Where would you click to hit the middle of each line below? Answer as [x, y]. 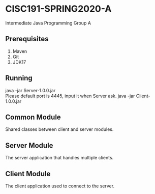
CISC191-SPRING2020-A [58, 9]
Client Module [28, 174]
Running [19, 78]
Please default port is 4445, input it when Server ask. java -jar [70, 96]
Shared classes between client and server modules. [59, 129]
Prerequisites [27, 39]
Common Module [33, 117]
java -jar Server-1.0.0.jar [30, 90]
